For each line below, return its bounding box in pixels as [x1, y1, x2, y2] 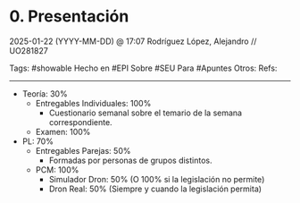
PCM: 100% [35, 164, 79, 175]
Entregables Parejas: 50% [35, 145, 131, 156]
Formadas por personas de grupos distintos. [48, 155, 212, 165]
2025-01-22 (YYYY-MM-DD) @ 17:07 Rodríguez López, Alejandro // [9, 36, 257, 47]
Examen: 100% [35, 126, 91, 137]
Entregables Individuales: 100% [35, 97, 152, 108]
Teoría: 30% [21, 88, 69, 99]
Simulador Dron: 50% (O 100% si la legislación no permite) [48, 173, 265, 184]
